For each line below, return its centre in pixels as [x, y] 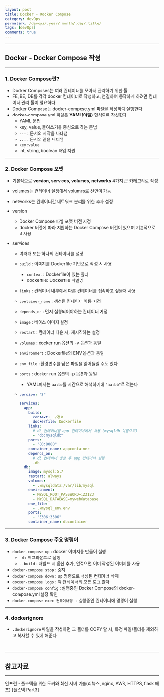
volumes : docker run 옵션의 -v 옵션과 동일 [60, 343]
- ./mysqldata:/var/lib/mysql [63, 486]
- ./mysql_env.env [51, 508]
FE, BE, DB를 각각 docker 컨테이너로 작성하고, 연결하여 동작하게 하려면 [80, 96]
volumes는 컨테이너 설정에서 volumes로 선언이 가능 [61, 191]
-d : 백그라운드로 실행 [40, 558]
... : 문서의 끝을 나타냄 [41, 139]
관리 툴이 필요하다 [38, 103]
